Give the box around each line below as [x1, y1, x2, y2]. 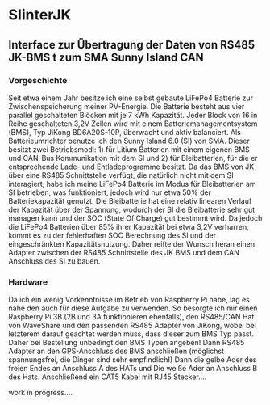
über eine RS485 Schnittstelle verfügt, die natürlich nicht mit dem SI [8, 170, 234, 179]
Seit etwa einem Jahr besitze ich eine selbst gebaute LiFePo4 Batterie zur [8, 93, 254, 103]
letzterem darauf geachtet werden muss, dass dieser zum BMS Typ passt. [8, 329, 255, 339]
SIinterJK [8, 6, 72, 24]
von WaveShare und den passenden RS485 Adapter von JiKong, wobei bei [8, 321, 256, 331]
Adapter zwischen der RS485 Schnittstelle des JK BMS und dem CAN [8, 247, 240, 257]
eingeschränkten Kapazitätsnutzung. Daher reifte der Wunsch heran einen [8, 238, 255, 248]
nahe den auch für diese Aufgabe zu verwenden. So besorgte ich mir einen [8, 303, 258, 313]
